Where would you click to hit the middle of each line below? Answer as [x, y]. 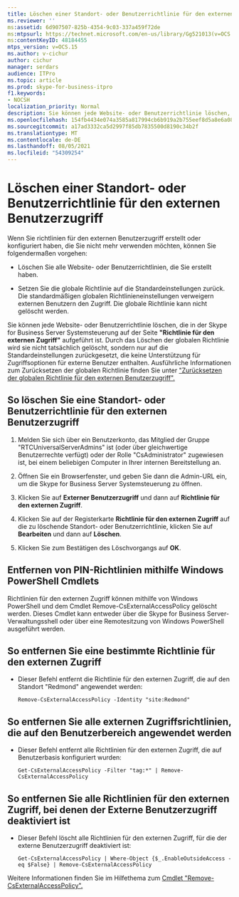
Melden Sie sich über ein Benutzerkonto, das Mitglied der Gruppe [113, 439]
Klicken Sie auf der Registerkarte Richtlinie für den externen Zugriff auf [123, 519]
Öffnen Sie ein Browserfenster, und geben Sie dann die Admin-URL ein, [122, 476]
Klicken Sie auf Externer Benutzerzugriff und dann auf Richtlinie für [119, 497]
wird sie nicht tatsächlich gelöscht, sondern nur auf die [88, 347]
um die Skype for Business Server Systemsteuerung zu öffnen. [110, 483]
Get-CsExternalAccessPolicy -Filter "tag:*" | [88, 771]
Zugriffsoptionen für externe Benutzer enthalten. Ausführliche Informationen [119, 362]
